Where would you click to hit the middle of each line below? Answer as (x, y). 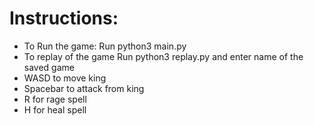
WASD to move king (65, 78)
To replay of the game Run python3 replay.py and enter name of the (163, 56)
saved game (49, 67)
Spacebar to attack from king (84, 88)
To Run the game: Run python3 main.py (105, 46)
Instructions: (64, 18)
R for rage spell (55, 99)
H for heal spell (55, 109)
